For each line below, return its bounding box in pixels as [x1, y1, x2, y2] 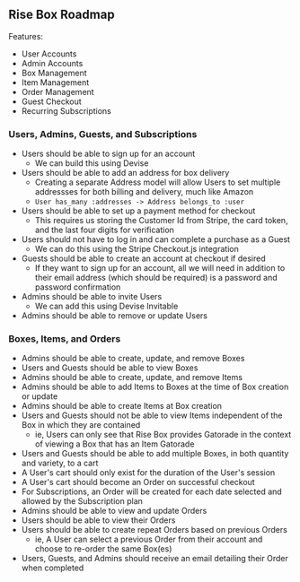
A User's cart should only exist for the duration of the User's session [21, 467, 276, 478]
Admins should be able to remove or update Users [21, 310, 208, 321]
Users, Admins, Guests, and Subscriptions [8, 127, 198, 140]
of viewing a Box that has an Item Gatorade [34, 439, 195, 449]
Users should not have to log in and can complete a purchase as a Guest [21, 234, 291, 245]
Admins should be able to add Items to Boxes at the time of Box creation [21, 381, 289, 393]
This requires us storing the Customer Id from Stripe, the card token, [34, 215, 288, 226]
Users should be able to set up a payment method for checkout [21, 205, 256, 216]
